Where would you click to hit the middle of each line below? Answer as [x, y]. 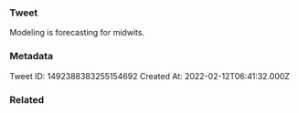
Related [27, 99]
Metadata [31, 56]
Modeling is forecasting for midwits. [77, 33]
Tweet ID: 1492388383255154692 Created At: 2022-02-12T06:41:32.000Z [150, 76]
